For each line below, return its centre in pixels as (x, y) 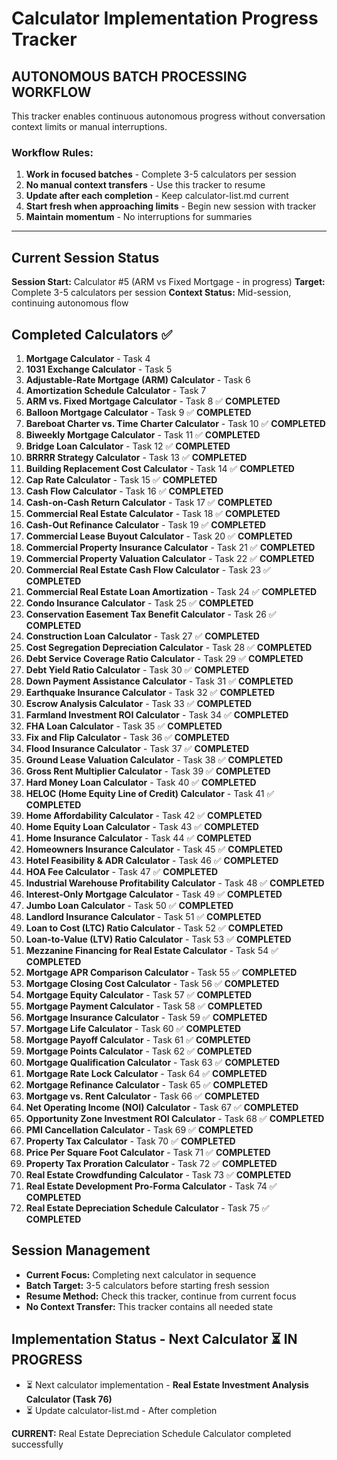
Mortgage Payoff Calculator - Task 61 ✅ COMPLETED (138, 1039)
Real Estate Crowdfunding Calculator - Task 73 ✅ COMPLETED (158, 1174)
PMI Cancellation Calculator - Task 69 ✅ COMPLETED (139, 1129)
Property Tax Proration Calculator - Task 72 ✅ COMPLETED (151, 1163)
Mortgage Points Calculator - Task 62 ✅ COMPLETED (139, 1051)
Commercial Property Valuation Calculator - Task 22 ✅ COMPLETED (170, 558)
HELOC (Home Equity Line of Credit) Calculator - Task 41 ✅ (150, 793)
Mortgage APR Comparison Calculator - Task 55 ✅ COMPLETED (161, 972)
